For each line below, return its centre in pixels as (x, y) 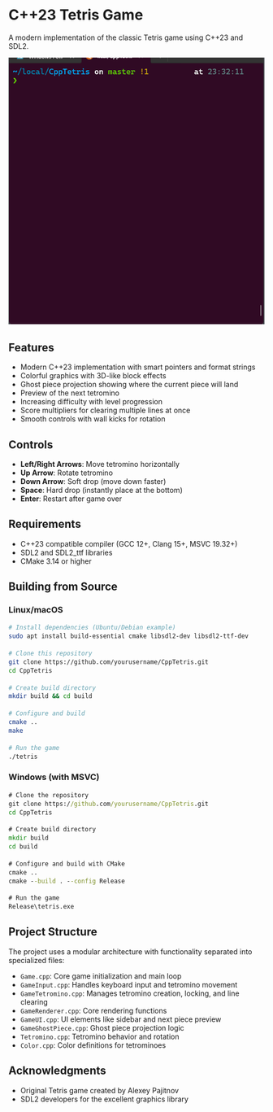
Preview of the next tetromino (70, 393)
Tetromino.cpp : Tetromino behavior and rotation (100, 1036)
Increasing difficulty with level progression (91, 402)
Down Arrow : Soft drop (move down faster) (93, 481)
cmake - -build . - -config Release (67, 881)
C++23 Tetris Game (76, 15)
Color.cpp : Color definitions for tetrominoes (93, 1045)
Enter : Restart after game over (71, 499)
